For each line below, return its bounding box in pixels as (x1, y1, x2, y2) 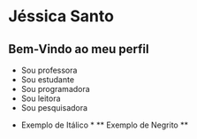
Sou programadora (20, 84, 90, 94)
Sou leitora (20, 93, 61, 104)
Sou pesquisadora (20, 103, 88, 112)
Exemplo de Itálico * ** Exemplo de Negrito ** (20, 120, 189, 130)
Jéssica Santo (8, 6, 114, 27)
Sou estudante (20, 74, 75, 85)
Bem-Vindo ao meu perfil (8, 42, 149, 57)
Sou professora (20, 65, 78, 75)
